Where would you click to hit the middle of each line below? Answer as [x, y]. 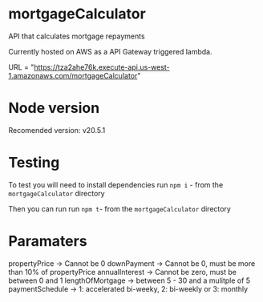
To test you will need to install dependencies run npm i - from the [116, 184]
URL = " [21, 67]
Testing [34, 163]
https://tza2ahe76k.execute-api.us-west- [102, 67]
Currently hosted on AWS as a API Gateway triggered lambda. [110, 51]
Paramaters [48, 241]
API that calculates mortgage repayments [77, 36]
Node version [54, 108]
